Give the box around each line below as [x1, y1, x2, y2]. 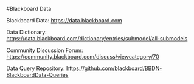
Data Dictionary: [6, 28, 47, 36]
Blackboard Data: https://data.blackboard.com [6, 17, 123, 24]
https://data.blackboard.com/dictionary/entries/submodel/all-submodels [6, 35, 188, 42]
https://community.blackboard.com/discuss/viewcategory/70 [6, 53, 159, 60]
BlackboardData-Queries [6, 71, 69, 78]
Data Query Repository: [6, 65, 65, 72]
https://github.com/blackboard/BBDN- [66, 65, 162, 72]
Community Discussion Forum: [6, 47, 83, 54]
